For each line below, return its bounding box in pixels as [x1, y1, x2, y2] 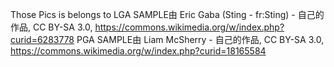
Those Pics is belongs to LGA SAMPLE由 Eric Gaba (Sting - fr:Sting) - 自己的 [10, 9, 325, 20]
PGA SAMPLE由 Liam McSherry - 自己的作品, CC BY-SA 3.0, [76, 34, 325, 45]
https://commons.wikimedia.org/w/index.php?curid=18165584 [10, 45, 267, 57]
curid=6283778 [10, 34, 75, 45]
